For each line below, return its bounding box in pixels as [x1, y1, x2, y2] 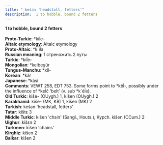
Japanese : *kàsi [5, 77, 38, 84]
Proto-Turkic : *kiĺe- [5, 35, 45, 42]
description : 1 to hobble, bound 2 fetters [5, 12, 98, 17]
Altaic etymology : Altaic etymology [5, 41, 78, 47]
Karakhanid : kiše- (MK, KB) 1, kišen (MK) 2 [5, 98, 92, 104]
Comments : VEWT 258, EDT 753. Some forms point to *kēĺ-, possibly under [5, 83, 159, 88]
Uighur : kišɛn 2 [5, 119, 36, 125]
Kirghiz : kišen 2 [5, 130, 38, 136]
